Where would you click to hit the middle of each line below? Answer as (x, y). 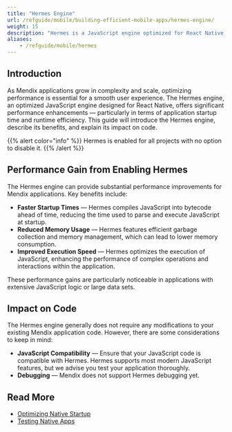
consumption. (37, 244)
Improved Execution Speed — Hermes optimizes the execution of (111, 251)
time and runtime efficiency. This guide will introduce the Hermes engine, (112, 120)
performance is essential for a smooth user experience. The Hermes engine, (116, 98)
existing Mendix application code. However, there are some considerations (113, 332)
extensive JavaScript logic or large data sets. (71, 287)
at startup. (32, 222)
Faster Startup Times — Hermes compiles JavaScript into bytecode (114, 207)
